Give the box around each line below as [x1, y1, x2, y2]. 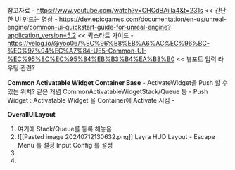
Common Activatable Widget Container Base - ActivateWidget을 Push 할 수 [7, 79, 229, 86]
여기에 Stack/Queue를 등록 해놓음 [17, 125, 113, 133]
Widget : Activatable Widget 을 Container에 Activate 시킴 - [7, 96, 174, 104]
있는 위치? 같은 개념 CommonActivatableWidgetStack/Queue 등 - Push [7, 87, 208, 96]
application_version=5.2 [7, 31, 76, 39]
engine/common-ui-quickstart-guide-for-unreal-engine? [7, 23, 171, 31]
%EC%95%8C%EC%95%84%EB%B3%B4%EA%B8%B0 [7, 55, 175, 63]
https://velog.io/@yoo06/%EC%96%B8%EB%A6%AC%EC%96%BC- [7, 39, 210, 47]
